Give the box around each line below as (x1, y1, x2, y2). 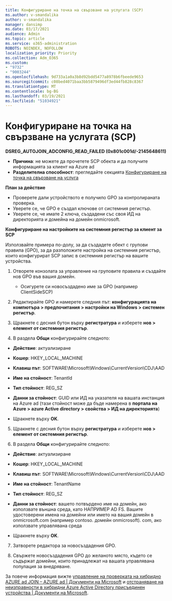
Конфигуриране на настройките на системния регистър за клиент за (5, 227, 162, 233)
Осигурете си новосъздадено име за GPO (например (20, 284, 138, 290)
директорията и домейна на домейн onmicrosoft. (12, 216, 121, 222)
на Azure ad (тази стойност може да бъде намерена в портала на (12, 400, 158, 406)
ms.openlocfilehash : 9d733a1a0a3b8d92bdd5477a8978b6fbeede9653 (5, 74, 144, 80)
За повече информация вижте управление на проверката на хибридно (5, 573, 161, 579)
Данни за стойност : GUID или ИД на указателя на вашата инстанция (12, 395, 165, 401)
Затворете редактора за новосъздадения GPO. (12, 542, 117, 549)
